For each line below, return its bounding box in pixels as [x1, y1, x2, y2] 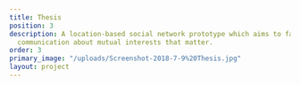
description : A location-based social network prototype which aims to [9, 29, 281, 38]
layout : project [9, 63, 70, 72]
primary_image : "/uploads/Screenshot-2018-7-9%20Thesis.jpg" [9, 54, 242, 63]
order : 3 [9, 46, 42, 55]
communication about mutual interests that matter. [17, 37, 214, 47]
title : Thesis [9, 12, 62, 22]
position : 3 [9, 21, 54, 30]
